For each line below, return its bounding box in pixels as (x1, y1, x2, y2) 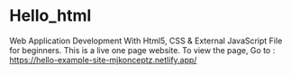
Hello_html (9, 5, 92, 26)
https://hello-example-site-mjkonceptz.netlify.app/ (9, 54, 197, 65)
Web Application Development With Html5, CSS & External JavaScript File (9, 35, 283, 46)
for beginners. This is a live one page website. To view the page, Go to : (9, 44, 276, 55)
